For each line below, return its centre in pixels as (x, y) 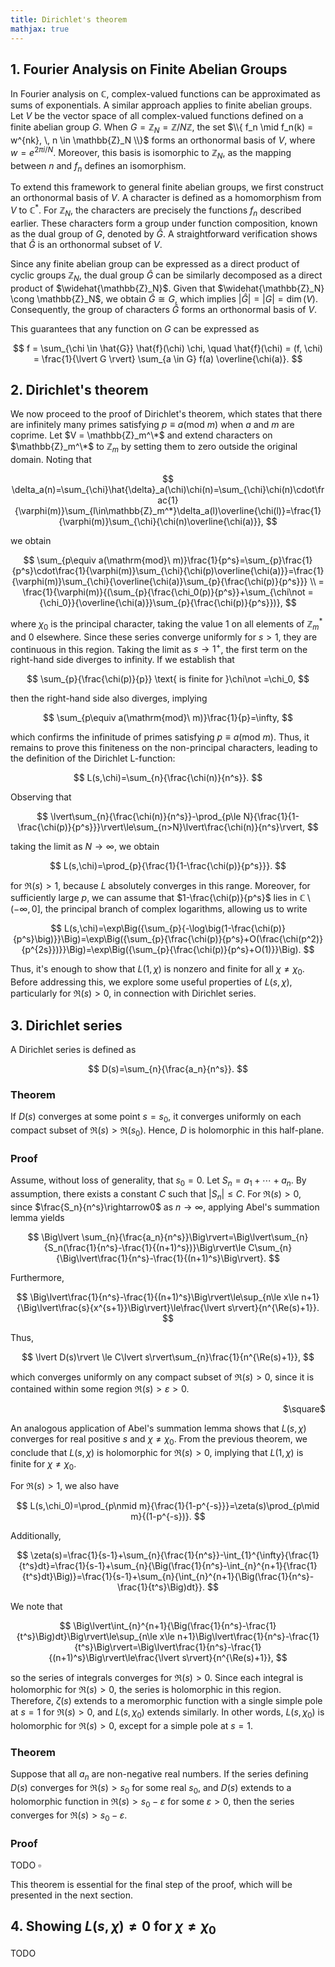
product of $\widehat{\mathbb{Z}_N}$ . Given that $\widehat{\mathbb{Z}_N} (167, 288)
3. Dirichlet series (66, 1025)
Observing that (41, 797)
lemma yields (37, 1217)
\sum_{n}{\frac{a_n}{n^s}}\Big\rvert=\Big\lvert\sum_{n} (195, 1237)
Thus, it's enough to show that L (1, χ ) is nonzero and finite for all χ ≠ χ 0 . (157, 970)
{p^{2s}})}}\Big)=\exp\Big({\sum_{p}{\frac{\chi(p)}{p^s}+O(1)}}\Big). (161, 950)
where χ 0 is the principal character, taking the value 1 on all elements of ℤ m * (166, 624)
